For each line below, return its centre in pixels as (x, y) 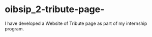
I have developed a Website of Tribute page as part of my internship (76, 23)
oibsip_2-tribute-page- (55, 9)
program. (14, 28)
